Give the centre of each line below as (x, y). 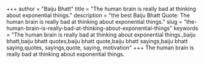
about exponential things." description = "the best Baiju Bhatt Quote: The (98, 15)
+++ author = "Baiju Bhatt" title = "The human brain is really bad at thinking (101, 9)
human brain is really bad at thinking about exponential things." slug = (94, 22)
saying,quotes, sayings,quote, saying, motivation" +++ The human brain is (100, 48)
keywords (186, 28)
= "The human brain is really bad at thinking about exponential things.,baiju (101, 35)
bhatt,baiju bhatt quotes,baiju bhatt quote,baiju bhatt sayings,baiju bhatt (97, 41)
